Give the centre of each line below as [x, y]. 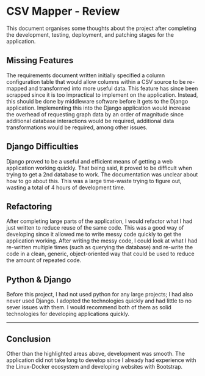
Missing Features [40, 60]
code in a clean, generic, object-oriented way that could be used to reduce [100, 254]
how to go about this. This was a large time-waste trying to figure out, [94, 181]
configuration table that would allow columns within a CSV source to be [96, 81]
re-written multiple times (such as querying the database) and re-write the [100, 247]
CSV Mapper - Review [63, 11]
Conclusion [29, 339]
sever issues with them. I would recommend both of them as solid [89, 307]
